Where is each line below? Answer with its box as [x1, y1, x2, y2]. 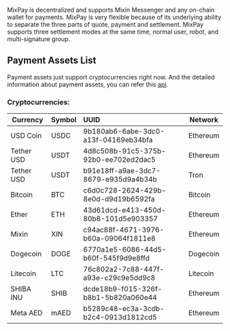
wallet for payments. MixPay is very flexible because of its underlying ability [7, 13, 222, 21]
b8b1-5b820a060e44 [83, 293, 157, 302]
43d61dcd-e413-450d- [83, 206, 166, 215]
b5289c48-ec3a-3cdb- [83, 304, 164, 314]
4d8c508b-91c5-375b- [83, 147, 166, 156]
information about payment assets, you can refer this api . [7, 80, 168, 88]
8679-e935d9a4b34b [83, 175, 157, 184]
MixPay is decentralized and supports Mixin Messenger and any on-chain [7, 6, 215, 14]
